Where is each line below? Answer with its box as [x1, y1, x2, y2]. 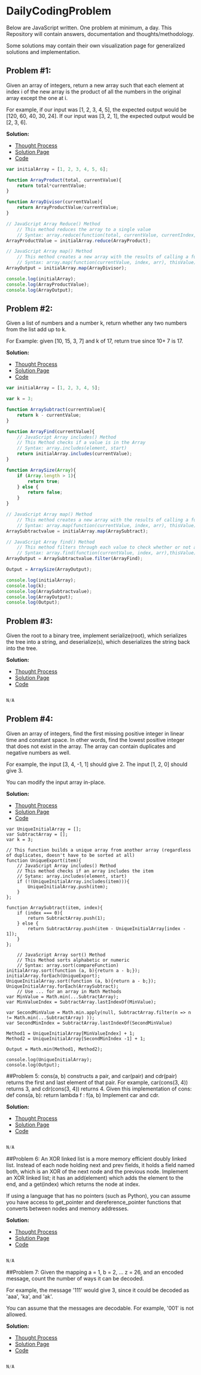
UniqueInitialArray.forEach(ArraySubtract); [6, 983, 119, 989]
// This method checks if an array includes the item [17, 868, 154, 874]
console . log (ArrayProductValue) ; [6, 281, 90, 287]
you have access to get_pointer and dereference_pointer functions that [6, 1198, 181, 1206]
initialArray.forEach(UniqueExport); [6, 973, 100, 979]
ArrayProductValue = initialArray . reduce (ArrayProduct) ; [6, 238, 151, 244]
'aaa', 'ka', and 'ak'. [6, 1292, 54, 1300]
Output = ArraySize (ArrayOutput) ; [6, 567, 93, 573]
